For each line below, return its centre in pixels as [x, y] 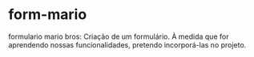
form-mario [48, 15]
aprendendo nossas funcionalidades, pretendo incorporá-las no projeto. [127, 44]
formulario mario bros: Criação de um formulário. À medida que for [119, 36]
